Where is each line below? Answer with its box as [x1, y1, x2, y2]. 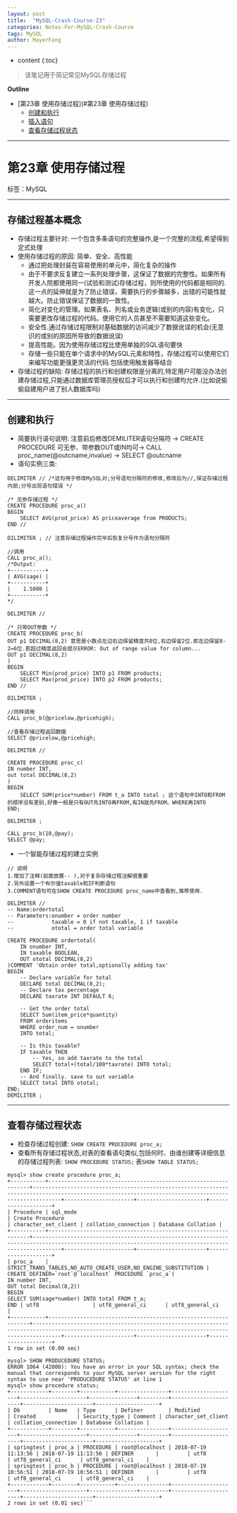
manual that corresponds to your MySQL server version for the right [7, 1369, 217, 1376]
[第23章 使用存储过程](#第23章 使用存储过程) [17, 100, 149, 108]
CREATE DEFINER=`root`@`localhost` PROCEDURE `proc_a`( [7, 1270, 175, 1277]
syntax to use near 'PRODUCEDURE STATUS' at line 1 [7, 1376, 162, 1383]
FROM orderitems [20, 1017, 68, 1025]
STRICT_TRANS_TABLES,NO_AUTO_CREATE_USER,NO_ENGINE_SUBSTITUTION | [7, 1264, 210, 1271]
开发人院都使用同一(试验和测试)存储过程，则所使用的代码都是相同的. [28, 278, 226, 287]
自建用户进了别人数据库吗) [23, 384, 101, 393]
